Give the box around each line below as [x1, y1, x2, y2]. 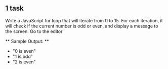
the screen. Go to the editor [5, 28, 63, 34]
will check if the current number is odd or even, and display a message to [5, 23, 158, 29]
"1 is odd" [12, 53, 33, 59]
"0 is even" [12, 48, 36, 54]
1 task [5, 4, 24, 13]
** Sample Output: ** [5, 38, 50, 44]
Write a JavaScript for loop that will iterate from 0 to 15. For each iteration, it [5, 17, 163, 23]
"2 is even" [12, 58, 36, 65]
